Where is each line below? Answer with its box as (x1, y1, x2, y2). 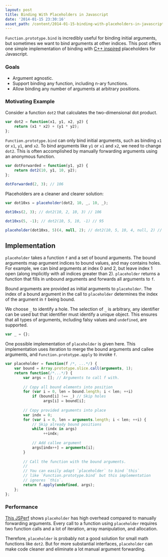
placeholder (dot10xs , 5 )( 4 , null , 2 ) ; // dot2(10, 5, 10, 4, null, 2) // (5, 228, 162, 233)
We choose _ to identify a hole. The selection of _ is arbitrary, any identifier (5, 306, 160, 312)
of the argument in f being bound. (5, 296, 75, 302)
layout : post (5, 7, 32, 13)
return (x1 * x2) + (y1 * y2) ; (14, 124, 79, 129)
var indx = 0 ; (23, 412, 52, 418)
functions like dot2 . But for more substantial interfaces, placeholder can (5, 540, 153, 546)
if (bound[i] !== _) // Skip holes (31, 394, 106, 399)
